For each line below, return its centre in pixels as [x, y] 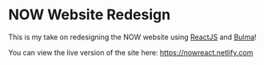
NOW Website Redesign [89, 15]
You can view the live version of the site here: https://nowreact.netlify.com [131, 52]
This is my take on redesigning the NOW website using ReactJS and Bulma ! [133, 37]
